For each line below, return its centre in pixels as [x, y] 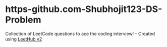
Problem [23, 20]
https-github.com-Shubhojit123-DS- [84, 9]
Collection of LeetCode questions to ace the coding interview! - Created [80, 33]
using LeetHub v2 [24, 39]
